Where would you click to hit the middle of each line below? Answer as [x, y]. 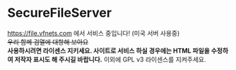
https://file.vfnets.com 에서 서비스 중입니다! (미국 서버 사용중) [94, 33]
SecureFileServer [59, 13]
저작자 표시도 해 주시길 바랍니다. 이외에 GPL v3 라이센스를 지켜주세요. [110, 59]
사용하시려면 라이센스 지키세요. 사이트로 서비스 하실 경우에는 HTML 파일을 [108, 50]
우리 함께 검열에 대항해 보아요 [48, 42]
